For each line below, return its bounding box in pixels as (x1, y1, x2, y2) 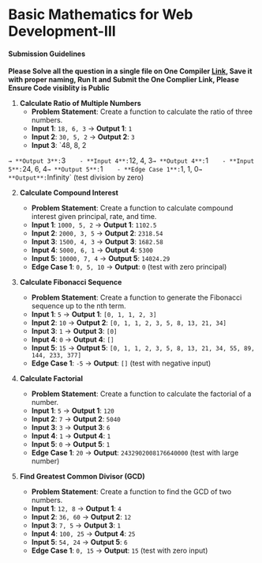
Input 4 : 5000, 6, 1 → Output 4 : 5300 (31, 245, 154, 255)
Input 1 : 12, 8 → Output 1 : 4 (31, 504, 122, 513)
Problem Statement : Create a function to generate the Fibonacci (31, 293, 242, 302)
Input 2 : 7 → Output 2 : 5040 (31, 414, 121, 424)
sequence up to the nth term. (31, 301, 126, 311)
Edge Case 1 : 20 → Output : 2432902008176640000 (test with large (31, 448, 239, 458)
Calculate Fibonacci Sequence (19, 278, 122, 287)
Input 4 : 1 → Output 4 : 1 (31, 431, 111, 440)
